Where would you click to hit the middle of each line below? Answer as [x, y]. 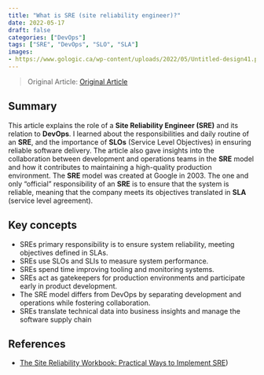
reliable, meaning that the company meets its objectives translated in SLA [127, 192]
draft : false [29, 30]
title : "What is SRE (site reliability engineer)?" [94, 15]
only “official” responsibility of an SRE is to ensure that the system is [119, 184]
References [37, 344]
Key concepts [42, 225]
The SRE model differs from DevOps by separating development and [130, 294]
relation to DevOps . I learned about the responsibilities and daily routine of [129, 134]
